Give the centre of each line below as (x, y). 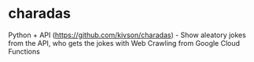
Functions (24, 51)
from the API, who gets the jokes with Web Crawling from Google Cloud (124, 43)
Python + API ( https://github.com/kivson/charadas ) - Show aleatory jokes (127, 35)
